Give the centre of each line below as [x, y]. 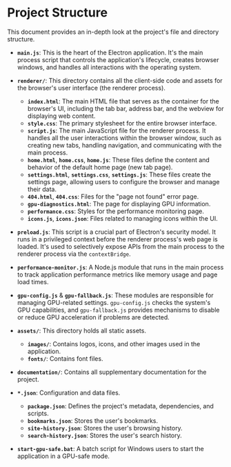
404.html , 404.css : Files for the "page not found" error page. [113, 196]
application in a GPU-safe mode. [63, 456]
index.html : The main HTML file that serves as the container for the [123, 101]
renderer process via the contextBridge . [74, 254]
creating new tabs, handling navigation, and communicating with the [124, 145]
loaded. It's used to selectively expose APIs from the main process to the [121, 246]
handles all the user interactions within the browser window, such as [124, 138]
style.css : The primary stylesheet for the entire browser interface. [122, 123]
